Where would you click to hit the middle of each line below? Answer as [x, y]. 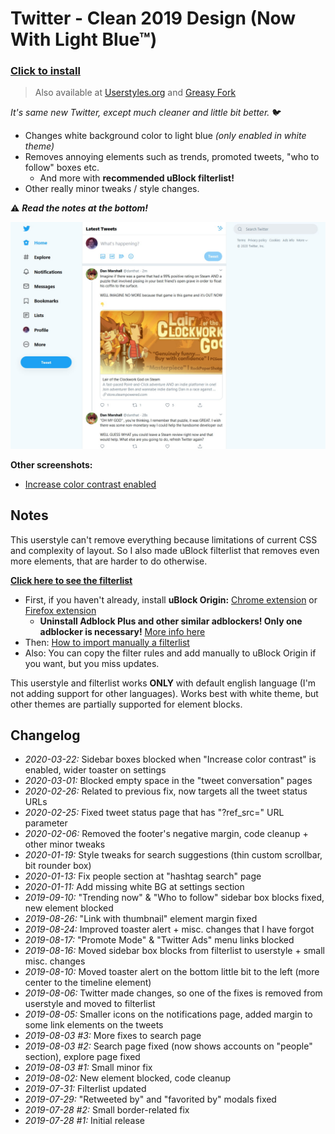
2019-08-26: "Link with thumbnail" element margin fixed [141, 919]
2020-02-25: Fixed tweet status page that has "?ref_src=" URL [154, 813]
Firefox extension [60, 610]
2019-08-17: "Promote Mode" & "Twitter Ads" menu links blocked [159, 940]
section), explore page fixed [82, 1057]
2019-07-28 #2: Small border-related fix [107, 1110]
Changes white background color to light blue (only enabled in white [165, 136]
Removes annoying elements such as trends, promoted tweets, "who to [172, 157]
